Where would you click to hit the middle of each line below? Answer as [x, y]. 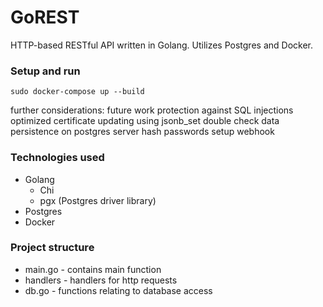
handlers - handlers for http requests [101, 280]
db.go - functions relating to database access [118, 290]
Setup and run [45, 71]
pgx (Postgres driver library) [98, 200]
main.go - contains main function [93, 269]
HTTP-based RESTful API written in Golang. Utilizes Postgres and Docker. [161, 45]
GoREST [45, 17]
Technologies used [57, 158]
